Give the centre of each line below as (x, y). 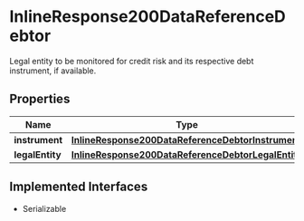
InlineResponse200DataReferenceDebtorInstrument (186, 139)
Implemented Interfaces (79, 187)
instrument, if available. (53, 71)
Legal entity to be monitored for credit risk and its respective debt (132, 61)
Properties (40, 99)
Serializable (44, 208)
